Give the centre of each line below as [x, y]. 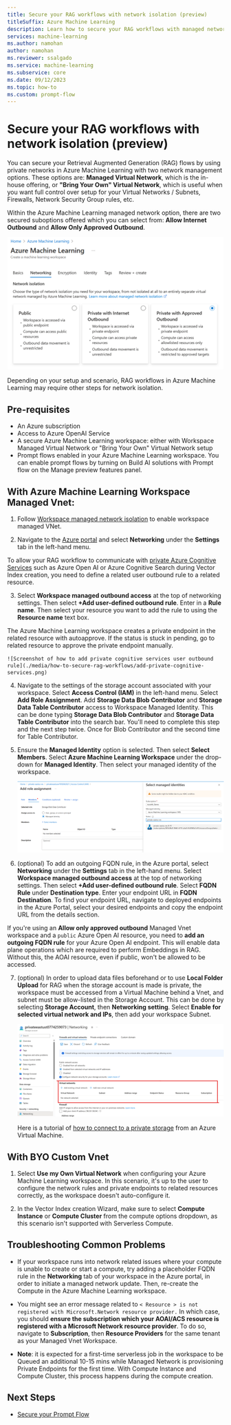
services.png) [27, 672]
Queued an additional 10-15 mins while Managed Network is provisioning [120, 1361]
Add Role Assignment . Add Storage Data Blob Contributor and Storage [119, 700]
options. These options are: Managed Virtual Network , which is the [103, 178]
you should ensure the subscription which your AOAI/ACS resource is [118, 1318]
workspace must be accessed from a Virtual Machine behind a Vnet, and [120, 993]
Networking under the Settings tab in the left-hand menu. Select [109, 871]
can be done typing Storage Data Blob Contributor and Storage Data [115, 714]
